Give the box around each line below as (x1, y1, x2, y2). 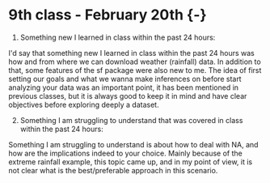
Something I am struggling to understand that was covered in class (19, 115, 243, 125)
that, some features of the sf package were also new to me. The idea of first (8, 65, 262, 74)
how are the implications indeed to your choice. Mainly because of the (8, 148, 243, 158)
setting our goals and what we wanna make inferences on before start (8, 74, 242, 83)
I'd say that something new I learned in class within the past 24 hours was (8, 48, 255, 57)
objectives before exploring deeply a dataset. (8, 100, 159, 109)
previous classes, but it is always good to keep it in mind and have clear (8, 91, 247, 100)
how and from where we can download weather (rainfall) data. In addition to (8, 57, 261, 66)
